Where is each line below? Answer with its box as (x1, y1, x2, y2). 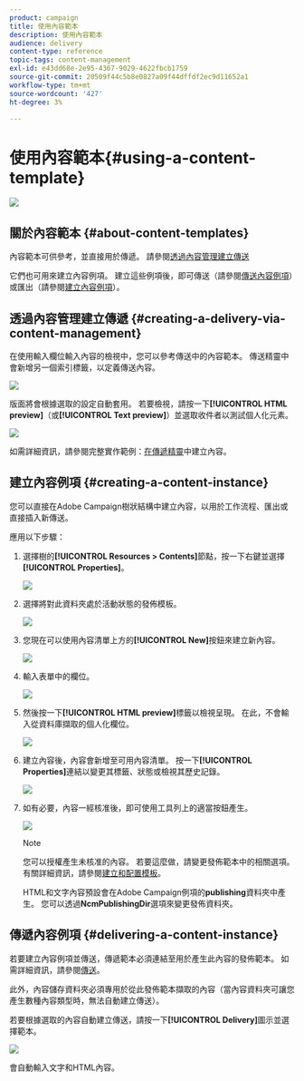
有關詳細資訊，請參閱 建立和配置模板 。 (22, 867, 166, 878)
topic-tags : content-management (9, 55, 131, 64)
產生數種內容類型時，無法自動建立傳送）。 (9, 995, 165, 1006)
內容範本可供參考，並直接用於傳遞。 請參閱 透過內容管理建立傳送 (9, 251, 250, 262)
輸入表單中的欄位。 (22, 670, 95, 681)
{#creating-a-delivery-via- (130, 310, 286, 326)
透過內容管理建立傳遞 (9, 310, 128, 326)
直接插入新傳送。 (9, 511, 73, 522)
